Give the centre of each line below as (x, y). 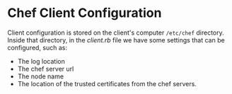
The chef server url (46, 69)
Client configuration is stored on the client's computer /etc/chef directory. (116, 33)
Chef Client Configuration (85, 13)
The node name (41, 76)
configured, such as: (37, 47)
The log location (41, 61)
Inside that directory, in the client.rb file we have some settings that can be (116, 40)
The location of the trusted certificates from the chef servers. (107, 83)
